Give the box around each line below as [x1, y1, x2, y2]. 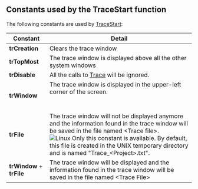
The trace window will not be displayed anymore [49, 112, 184, 120]
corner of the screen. [49, 88, 108, 96]
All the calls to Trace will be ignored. [49, 71, 150, 79]
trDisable [9, 71, 35, 79]
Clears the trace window [49, 44, 117, 52]
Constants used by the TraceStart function [6, 5, 167, 15]
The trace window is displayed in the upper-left [49, 80, 181, 88]
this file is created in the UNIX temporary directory [49, 141, 189, 150]
